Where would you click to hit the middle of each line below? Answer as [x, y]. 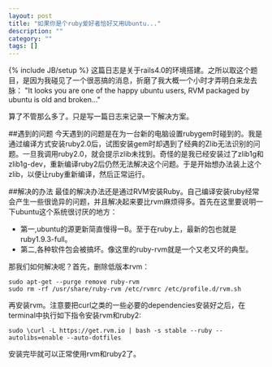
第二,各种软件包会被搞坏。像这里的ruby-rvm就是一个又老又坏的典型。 [136, 249]
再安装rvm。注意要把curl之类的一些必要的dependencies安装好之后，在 [127, 305]
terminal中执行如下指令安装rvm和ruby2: [75, 315]
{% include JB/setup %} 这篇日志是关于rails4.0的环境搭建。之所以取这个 [130, 71]
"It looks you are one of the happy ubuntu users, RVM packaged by [137, 91]
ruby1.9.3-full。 [46, 240]
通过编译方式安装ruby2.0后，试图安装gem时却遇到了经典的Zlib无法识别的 [131, 144]
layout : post [30, 16]
